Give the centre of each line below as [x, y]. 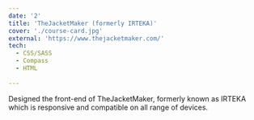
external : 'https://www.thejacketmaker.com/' [86, 38]
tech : [17, 46]
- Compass [32, 61]
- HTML [27, 68]
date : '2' [25, 16]
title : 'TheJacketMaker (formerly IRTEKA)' [83, 23]
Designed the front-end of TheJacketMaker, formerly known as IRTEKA [127, 98]
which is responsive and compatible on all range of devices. [108, 107]
